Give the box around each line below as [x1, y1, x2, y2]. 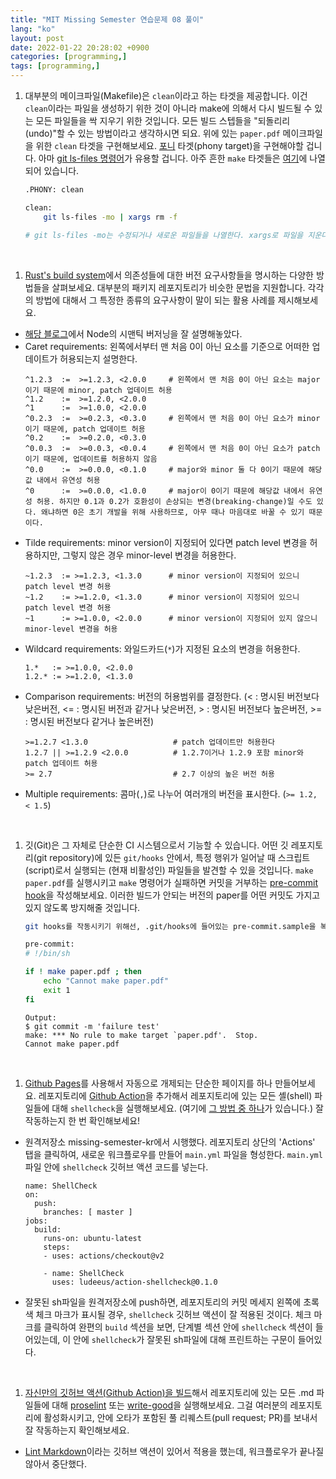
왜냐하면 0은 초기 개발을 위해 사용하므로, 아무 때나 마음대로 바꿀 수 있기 [41, 507, 305, 517]
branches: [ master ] [43, 1207, 133, 1217]
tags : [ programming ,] [10, 61, 101, 71]
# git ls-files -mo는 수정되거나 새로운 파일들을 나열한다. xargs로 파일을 [24, 230, 304, 240]
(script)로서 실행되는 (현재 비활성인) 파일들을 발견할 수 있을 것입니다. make [24, 864, 314, 876]
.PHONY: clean [24, 185, 84, 195]
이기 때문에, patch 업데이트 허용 [24, 424, 146, 434]
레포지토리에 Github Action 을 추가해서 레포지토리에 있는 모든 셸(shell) [38, 1089, 313, 1101]
